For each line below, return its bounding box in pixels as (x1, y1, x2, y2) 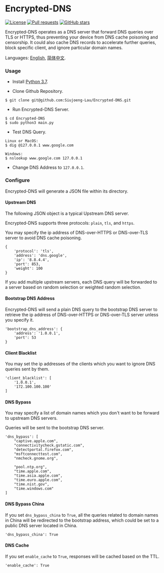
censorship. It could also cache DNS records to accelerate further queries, (5, 39, 157, 45)
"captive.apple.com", (14, 439, 58, 444)
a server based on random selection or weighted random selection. (5, 284, 141, 290)
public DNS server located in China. (5, 522, 78, 529)
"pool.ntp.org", (14, 465, 48, 470)
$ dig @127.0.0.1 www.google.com (5, 143, 74, 148)
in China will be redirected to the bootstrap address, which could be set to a (5, 517, 159, 523)
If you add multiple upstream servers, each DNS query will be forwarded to (5, 279, 158, 285)
